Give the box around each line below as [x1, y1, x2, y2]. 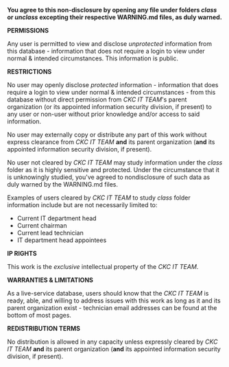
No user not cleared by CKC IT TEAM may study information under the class [7, 158, 223, 167]
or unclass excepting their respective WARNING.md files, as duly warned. [7, 13, 223, 21]
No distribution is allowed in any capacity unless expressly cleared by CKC [7, 338, 218, 346]
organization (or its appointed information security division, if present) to [7, 103, 213, 110]
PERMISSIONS [7, 27, 49, 34]
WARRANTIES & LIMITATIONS [7, 276, 94, 284]
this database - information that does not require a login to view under [7, 47, 206, 55]
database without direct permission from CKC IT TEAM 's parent [7, 95, 187, 104]
